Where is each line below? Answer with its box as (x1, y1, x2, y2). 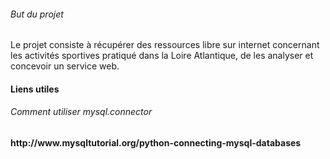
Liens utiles (10, 83, 60, 95)
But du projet (10, 8, 64, 20)
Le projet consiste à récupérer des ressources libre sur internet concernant (10, 39, 320, 51)
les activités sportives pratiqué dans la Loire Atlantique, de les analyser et (10, 50, 314, 62)
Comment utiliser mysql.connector (10, 106, 153, 118)
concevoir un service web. (10, 60, 120, 72)
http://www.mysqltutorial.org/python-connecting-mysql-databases (10, 137, 302, 149)
